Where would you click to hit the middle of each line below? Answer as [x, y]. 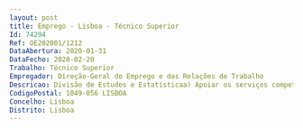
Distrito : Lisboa [42, 110]
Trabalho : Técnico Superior [62, 69]
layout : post [34, 18]
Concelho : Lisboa [42, 101]
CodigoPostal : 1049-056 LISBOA [68, 93]
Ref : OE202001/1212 [46, 43]
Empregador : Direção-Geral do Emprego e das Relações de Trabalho [137, 77]
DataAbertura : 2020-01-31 [58, 51]
